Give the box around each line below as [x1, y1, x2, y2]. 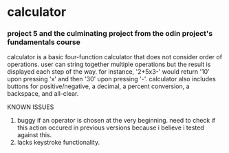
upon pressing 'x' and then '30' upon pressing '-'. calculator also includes [7, 75, 217, 83]
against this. [17, 131, 52, 139]
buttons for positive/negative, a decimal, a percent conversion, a [7, 82, 190, 90]
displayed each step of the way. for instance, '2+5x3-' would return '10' [7, 68, 210, 76]
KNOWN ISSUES [7, 103, 54, 111]
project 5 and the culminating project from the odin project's [7, 29, 213, 39]
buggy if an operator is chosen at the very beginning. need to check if [17, 116, 216, 125]
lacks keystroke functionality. [17, 139, 100, 147]
